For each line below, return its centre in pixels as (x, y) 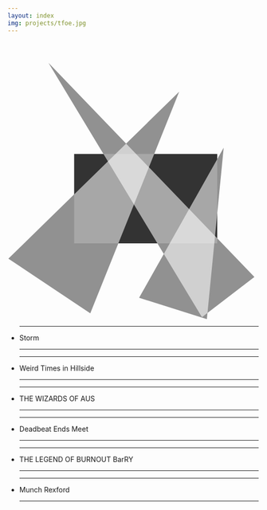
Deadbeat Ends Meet (54, 429)
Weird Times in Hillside (57, 368)
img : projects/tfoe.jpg (47, 23)
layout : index (31, 16)
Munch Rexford (44, 490)
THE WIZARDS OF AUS (57, 398)
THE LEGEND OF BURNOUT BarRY (76, 460)
